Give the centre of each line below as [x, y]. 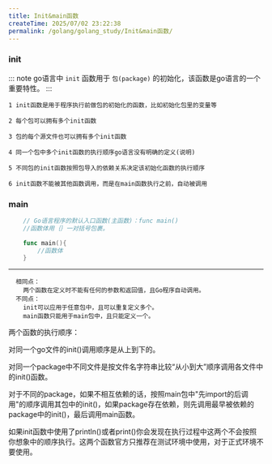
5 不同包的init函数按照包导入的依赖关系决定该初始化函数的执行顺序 [106, 168]
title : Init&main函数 [44, 16]
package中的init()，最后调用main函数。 [74, 415]
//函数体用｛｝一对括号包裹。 [66, 228]
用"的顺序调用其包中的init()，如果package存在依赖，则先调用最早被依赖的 [132, 404]
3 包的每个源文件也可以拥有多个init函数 [68, 136]
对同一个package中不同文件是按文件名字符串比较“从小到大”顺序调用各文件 [132, 367]
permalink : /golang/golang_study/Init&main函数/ [91, 31]
